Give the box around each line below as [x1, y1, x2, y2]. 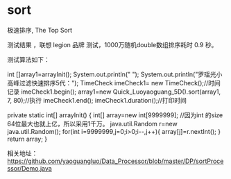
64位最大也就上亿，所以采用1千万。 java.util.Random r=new [7, 119, 178, 128]
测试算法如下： [7, 55, 50, 64]
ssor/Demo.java [7, 164, 52, 172]
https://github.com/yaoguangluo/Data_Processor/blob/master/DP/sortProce [7, 157, 224, 165]
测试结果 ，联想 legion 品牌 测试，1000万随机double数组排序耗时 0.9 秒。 [7, 40, 218, 49]
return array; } [7, 135, 48, 143]
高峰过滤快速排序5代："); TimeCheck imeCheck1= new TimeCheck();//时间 [7, 78, 221, 87]
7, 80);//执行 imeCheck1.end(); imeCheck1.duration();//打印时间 [7, 96, 187, 104]
